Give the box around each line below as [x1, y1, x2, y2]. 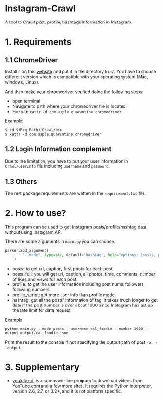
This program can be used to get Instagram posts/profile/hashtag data [5, 224, 147, 230]
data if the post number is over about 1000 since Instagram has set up [12, 302, 153, 308]
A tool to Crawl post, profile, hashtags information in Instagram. [5, 19, 133, 25]
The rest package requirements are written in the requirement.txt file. [5, 190, 146, 196]
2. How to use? [5, 208, 67, 218]
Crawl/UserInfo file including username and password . [5, 163, 110, 169]
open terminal [12, 98, 41, 104]
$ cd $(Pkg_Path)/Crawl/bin [5, 127, 62, 132]
